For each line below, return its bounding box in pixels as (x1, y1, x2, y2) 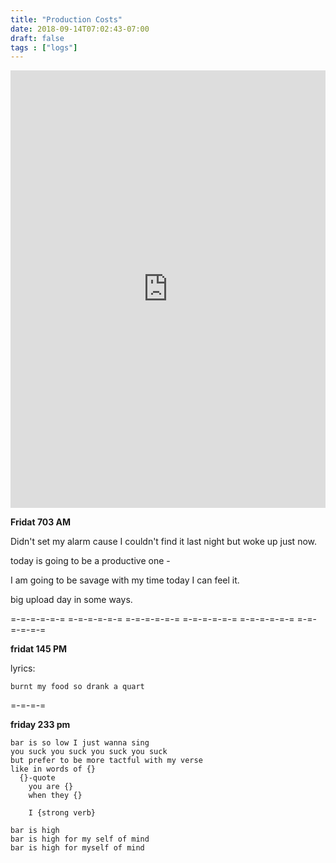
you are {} (28, 782, 74, 792)
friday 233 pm (10, 719, 71, 731)
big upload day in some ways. (10, 594, 133, 606)
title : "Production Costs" (10, 14, 123, 25)
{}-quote (19, 773, 56, 783)
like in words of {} (10, 764, 97, 775)
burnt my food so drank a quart (10, 682, 145, 692)
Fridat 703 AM (10, 516, 72, 528)
